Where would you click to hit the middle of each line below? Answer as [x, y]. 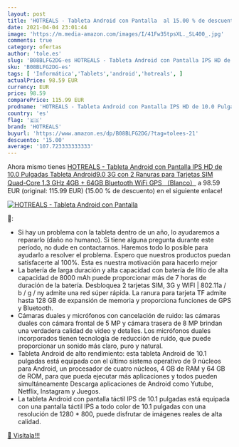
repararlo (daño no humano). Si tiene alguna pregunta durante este [116, 240]
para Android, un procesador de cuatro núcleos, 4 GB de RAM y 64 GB [121, 369]
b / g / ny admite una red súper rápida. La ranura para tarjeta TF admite [122, 293]
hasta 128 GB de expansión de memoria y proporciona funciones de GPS [124, 301]
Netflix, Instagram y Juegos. [59, 391]
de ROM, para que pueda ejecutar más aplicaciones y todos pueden [117, 376]
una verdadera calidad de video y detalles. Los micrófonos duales [114, 331]
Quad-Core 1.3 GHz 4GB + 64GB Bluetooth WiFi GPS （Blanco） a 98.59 [114, 183]
